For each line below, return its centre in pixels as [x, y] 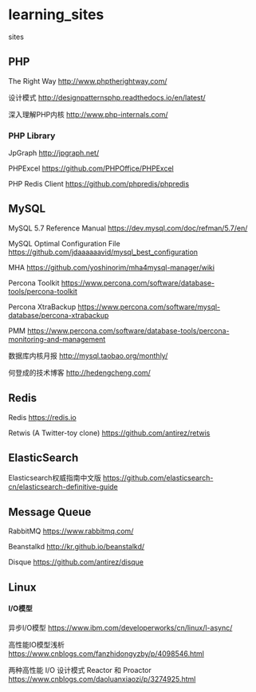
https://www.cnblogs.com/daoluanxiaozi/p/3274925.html [102, 678]
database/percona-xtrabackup [59, 315]
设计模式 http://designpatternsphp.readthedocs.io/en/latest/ [107, 97]
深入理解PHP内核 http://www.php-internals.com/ [89, 114]
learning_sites [56, 15]
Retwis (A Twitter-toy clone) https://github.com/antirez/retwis [109, 433]
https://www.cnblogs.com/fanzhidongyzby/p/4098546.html [106, 653]
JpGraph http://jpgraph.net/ [54, 153]
